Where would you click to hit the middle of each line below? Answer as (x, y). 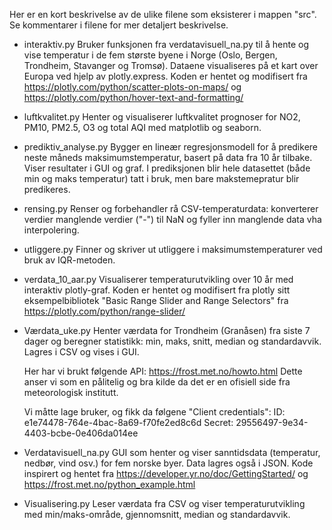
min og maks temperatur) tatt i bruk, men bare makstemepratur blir (161, 178)
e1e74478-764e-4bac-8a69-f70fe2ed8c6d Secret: (128, 422)
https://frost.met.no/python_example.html (109, 484)
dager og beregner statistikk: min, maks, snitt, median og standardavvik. (172, 341)
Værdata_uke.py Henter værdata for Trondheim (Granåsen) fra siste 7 (167, 330)
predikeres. (47, 189)
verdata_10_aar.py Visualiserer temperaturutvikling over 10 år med (158, 279)
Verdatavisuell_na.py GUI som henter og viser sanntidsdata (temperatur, (172, 452)
